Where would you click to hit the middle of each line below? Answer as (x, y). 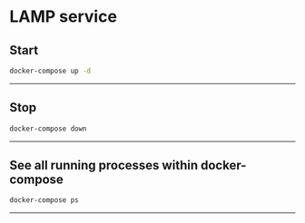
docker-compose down (49, 129)
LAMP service (64, 17)
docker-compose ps (44, 200)
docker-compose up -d (50, 71)
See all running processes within (103, 165)
